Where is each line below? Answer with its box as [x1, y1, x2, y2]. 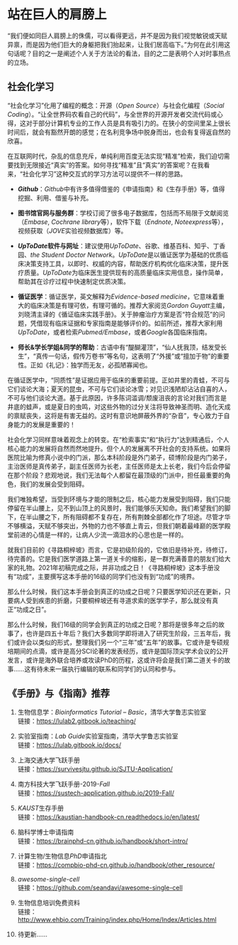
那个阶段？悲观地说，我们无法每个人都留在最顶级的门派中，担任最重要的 [13, 471, 225, 479]
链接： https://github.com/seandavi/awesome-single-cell [17, 883, 183, 892]
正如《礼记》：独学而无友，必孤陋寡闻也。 [30, 361, 152, 369]
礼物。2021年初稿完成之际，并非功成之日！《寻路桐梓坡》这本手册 [19, 563, 214, 572]
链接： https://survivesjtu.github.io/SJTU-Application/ [17, 764, 174, 773]
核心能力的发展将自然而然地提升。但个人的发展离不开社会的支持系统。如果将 [7, 444, 231, 452]
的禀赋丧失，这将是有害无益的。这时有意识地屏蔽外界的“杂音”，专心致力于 [7, 411, 225, 420]
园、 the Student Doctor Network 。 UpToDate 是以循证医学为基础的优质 [17, 250, 222, 259]
